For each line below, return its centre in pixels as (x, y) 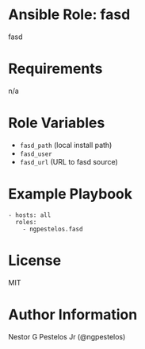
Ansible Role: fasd (69, 15)
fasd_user (36, 154)
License (35, 260)
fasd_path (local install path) (66, 145)
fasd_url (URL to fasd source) (69, 161)
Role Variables (57, 123)
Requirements (55, 69)
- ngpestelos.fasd (53, 229)
